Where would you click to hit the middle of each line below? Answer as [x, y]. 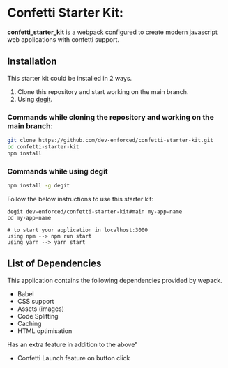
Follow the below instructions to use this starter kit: [81, 199]
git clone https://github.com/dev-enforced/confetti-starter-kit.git [111, 141]
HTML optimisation [45, 331]
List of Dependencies [54, 264]
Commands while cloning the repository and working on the [111, 117]
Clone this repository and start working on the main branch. [103, 91]
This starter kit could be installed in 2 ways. [70, 78]
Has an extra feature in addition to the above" [73, 344]
